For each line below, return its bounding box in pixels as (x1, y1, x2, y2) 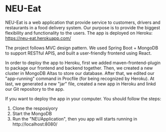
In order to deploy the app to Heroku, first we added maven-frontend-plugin (5, 60, 161, 66)
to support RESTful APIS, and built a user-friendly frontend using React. (5, 50, 152, 56)
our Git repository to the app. (5, 86, 65, 92)
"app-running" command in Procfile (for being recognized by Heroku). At (5, 75, 155, 81)
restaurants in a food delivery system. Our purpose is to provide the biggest (5, 24, 161, 30)
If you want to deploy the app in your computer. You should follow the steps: (5, 95, 162, 102)
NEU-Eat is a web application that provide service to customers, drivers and (5, 19, 161, 25)
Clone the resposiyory (12, 105, 58, 111)
